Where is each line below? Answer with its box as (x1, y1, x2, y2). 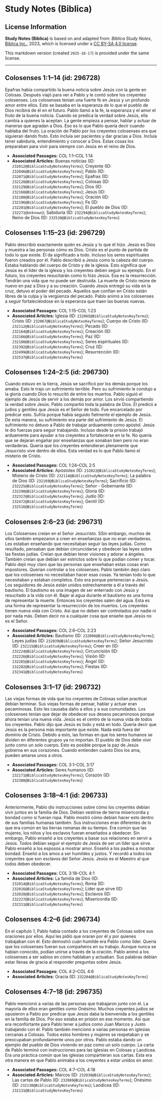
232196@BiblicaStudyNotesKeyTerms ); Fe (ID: (12, 199, 98, 205)
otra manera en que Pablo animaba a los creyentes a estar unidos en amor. (5, 1057, 154, 1063)
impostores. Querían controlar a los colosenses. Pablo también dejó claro (5, 566, 150, 573)
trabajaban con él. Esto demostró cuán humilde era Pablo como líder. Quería (5, 938, 157, 944)
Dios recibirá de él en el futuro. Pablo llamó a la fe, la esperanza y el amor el (5, 107, 156, 113)
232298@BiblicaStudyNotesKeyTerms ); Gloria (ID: (12, 488, 105, 494)
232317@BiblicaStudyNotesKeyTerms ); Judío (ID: (12, 493, 105, 499)
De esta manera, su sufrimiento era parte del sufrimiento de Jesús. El (5, 417, 143, 423)
